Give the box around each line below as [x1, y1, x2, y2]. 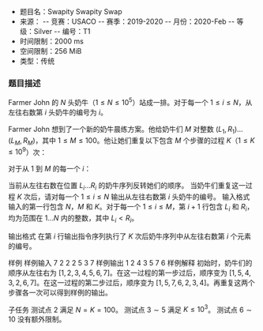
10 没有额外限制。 [8, 314, 66, 324]
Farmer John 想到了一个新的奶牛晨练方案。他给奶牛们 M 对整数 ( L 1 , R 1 [8, 124, 235, 136]
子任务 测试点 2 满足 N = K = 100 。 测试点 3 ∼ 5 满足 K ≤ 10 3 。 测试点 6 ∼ [8, 303, 253, 314]
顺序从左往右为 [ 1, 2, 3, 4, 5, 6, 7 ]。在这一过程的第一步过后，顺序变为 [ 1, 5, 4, [8, 268, 251, 277]
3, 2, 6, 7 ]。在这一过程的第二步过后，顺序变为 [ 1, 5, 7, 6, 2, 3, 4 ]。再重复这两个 [8, 277, 255, 287]
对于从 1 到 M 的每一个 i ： [8, 164, 92, 174]
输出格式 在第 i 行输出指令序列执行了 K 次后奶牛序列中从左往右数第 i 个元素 [8, 231, 251, 241]
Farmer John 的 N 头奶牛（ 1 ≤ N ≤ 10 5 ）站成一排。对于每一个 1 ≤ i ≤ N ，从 [8, 96, 253, 107]
